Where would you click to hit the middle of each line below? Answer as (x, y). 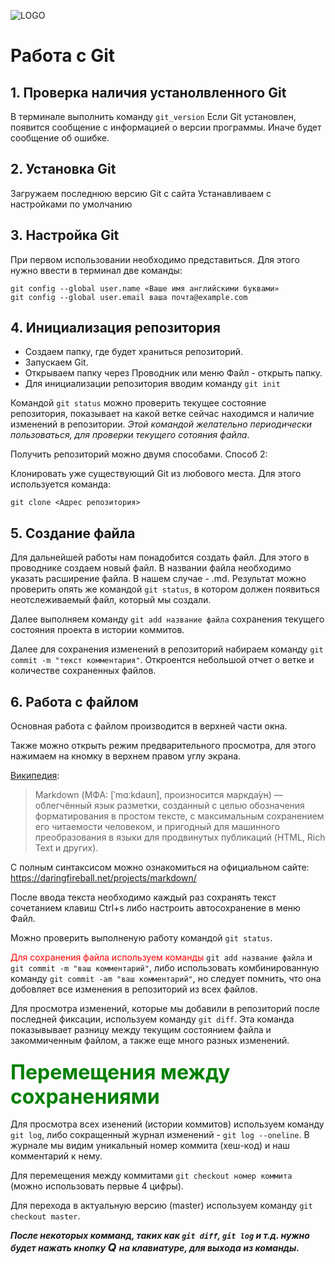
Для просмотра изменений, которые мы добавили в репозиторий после (165, 1009)
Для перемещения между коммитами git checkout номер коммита (151, 1176)
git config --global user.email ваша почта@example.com (129, 297)
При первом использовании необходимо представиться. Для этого (155, 259)
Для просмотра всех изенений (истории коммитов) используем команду (167, 1124)
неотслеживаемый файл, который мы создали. (111, 600)
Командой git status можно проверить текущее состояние (138, 403)
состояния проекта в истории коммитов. (97, 630)
